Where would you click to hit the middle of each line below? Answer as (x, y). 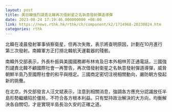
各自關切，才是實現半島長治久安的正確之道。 (57, 104)
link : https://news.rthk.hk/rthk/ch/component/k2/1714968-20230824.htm (83, 24)
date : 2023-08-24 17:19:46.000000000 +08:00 (53, 19)
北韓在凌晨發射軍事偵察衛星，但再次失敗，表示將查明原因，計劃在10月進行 (84, 44)
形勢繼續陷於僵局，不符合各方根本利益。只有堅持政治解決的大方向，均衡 (86, 98)
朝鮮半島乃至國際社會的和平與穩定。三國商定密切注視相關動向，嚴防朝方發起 (86, 74)
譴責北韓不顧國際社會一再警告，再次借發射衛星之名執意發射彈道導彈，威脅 (88, 68)
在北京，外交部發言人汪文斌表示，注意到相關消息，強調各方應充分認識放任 (84, 92)
